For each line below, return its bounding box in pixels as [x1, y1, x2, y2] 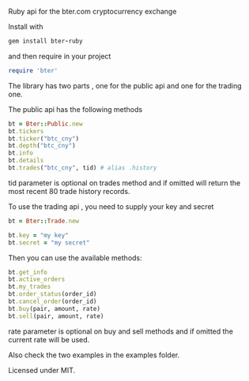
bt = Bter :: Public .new [8, 120, 83, 128]
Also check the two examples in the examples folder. [8, 350, 180, 360]
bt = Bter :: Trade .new [8, 217, 80, 225]
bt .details [8, 157, 44, 165]
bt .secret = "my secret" [8, 238, 90, 247]
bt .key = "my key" [8, 231, 69, 239]
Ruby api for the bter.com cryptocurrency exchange [8, 7, 177, 16]
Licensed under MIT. [8, 365, 76, 375]
